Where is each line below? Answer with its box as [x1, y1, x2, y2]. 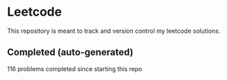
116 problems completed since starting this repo [7, 64, 143, 72]
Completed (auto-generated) [7, 46, 134, 58]
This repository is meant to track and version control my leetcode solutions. [7, 27, 221, 35]
